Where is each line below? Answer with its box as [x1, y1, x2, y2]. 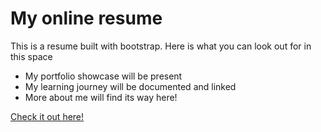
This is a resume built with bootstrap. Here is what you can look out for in [10, 40, 312, 52]
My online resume [10, 7, 163, 30]
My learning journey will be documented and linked [24, 80, 237, 92]
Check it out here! [10, 110, 85, 122]
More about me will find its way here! [24, 91, 178, 103]
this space [10, 50, 53, 62]
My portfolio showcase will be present [24, 70, 183, 82]
